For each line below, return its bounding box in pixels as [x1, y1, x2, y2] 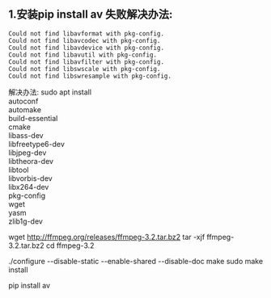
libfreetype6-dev [8, 139, 65, 149]
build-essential [8, 113, 58, 123]
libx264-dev [8, 182, 49, 191]
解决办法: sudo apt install [8, 87, 91, 97]
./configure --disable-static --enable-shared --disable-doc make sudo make [8, 256, 264, 266]
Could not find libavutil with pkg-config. [8, 51, 158, 59]
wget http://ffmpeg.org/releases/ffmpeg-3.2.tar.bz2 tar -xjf [8, 232, 205, 241]
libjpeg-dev [8, 148, 47, 157]
